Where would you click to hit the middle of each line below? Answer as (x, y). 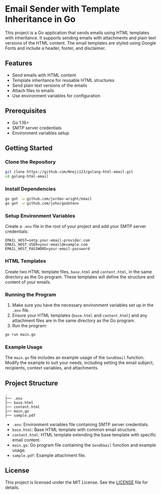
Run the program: (30, 325)
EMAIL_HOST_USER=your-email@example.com (47, 245)
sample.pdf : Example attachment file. (49, 455)
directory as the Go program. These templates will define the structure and (80, 277)
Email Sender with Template (63, 9)
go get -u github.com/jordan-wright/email (48, 199)
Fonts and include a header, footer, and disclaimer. (56, 48)
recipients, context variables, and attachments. (52, 368)
